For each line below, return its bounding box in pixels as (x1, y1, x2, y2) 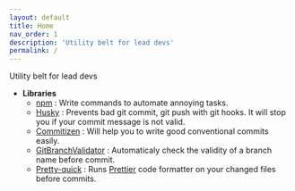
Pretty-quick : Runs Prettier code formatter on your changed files (35, 164, 276, 175)
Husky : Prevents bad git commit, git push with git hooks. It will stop (35, 107, 287, 118)
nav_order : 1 (9, 29, 58, 38)
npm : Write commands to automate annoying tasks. (35, 97, 229, 108)
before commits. (35, 173, 97, 184)
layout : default (9, 12, 70, 22)
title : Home (9, 21, 54, 30)
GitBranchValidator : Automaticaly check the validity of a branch (35, 145, 272, 156)
